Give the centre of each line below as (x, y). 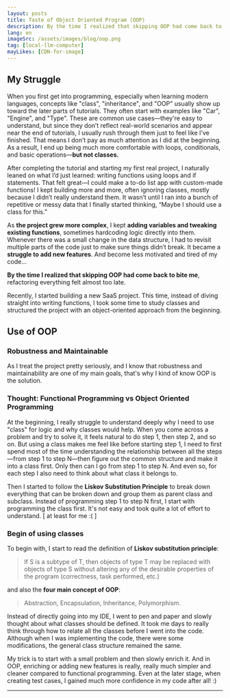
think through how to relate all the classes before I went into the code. (105, 631)
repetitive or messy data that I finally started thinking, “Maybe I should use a (114, 204)
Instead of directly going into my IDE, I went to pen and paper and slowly (110, 616)
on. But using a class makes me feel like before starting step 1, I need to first (114, 444)
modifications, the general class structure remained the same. (94, 645)
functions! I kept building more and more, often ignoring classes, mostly (108, 190)
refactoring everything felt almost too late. (66, 282)
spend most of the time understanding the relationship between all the (106, 451)
